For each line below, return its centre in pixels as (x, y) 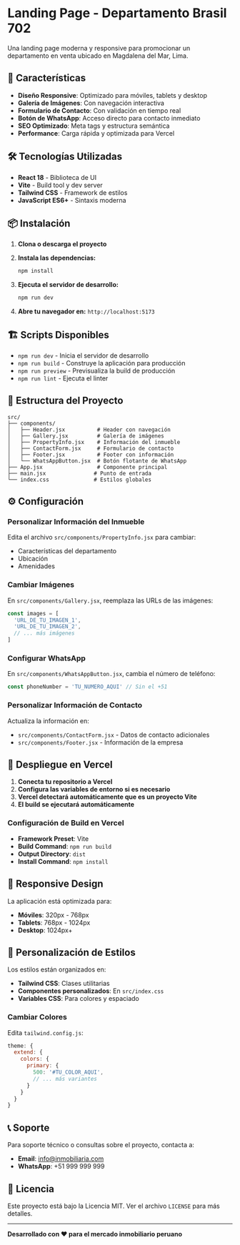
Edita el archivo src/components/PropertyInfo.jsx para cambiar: (102, 538)
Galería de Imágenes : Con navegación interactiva (91, 103)
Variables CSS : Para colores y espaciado (78, 999)
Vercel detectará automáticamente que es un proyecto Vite (107, 797)
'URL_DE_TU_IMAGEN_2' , (47, 627)
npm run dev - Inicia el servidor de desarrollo (83, 356)
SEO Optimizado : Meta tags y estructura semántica (94, 126)
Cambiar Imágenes (41, 585)
